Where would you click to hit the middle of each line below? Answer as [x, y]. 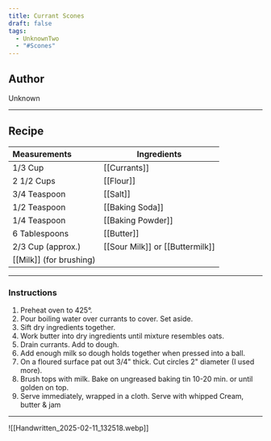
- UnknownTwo [38, 38]
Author [26, 79]
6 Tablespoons [41, 233]
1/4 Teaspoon [39, 220]
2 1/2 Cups [34, 180]
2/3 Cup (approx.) [47, 246]
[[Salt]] [117, 193]
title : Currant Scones [46, 16]
